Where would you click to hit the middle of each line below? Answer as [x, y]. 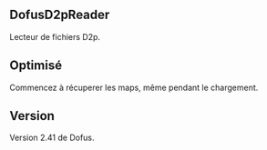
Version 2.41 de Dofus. [52, 138]
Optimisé [36, 66]
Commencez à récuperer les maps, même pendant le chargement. [134, 87]
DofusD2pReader [60, 15]
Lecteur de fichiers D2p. [55, 36]
